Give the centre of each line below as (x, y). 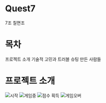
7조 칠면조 (15, 23)
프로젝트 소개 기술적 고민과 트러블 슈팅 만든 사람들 (53, 59)
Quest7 (20, 9)
